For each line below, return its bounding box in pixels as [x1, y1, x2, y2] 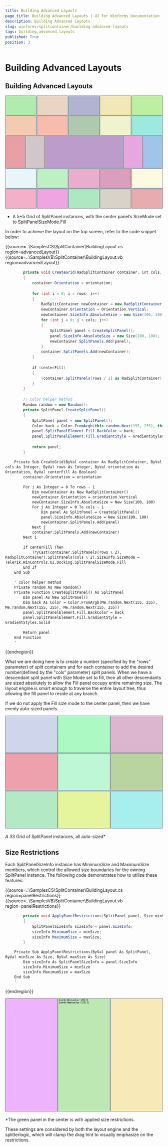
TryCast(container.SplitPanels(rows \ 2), [31, 550, 122, 555]
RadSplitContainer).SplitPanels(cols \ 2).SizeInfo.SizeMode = [5, 555, 140, 560]
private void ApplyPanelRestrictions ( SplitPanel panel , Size [23, 913, 153, 918]
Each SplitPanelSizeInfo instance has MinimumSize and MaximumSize [5, 862, 149, 867]
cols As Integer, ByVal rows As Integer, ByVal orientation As [5, 464, 140, 469]
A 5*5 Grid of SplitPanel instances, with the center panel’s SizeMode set [12, 214, 162, 220]
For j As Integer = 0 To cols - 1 [31, 505, 104, 510]
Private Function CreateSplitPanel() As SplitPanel [14, 590, 124, 595]
